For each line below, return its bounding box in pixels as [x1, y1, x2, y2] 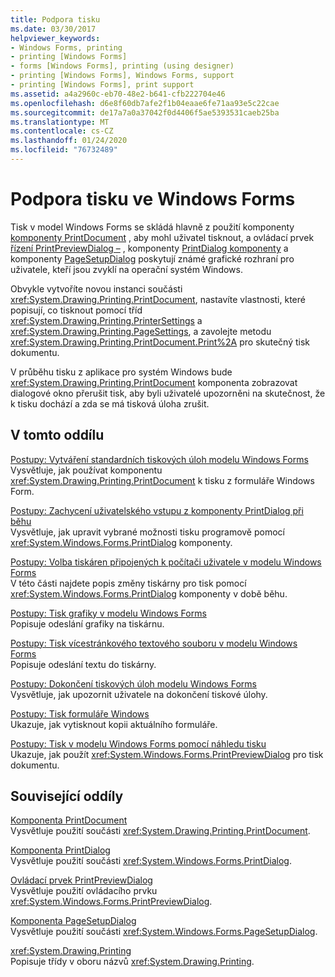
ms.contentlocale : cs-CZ [10, 126, 114, 136]
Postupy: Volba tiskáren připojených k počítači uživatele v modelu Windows [10, 556, 322, 568]
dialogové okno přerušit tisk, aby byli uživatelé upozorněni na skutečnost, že [10, 387, 326, 399]
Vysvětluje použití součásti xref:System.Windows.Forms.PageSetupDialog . [10, 926, 318, 938]
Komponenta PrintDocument [10, 814, 128, 826]
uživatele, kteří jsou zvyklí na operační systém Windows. [10, 263, 243, 275]
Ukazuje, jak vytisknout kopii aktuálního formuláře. [10, 718, 218, 730]
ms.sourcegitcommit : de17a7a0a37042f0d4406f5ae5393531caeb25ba [10, 107, 280, 118]
